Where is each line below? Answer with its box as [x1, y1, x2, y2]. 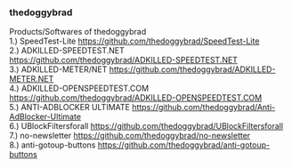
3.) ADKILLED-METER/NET [9, 64, 108, 75]
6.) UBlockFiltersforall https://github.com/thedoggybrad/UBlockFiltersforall [9, 121, 283, 132]
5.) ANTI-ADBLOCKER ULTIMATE [9, 102, 131, 113]
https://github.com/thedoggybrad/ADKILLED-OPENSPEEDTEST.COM [9, 92, 263, 103]
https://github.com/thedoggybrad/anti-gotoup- [97, 140, 270, 150]
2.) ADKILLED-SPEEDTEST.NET [9, 45, 125, 56]
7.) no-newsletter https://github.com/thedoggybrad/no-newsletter [9, 131, 251, 141]
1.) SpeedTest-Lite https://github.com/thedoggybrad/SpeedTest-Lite [9, 36, 260, 46]
